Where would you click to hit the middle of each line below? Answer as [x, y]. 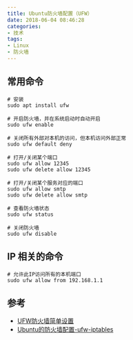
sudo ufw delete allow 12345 [49, 170]
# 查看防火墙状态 [28, 208]
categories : [24, 26]
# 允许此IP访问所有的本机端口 [44, 274]
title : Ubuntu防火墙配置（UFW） [50, 13]
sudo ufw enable [30, 125]
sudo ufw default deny [40, 144]
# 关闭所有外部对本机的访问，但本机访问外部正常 [66, 138]
